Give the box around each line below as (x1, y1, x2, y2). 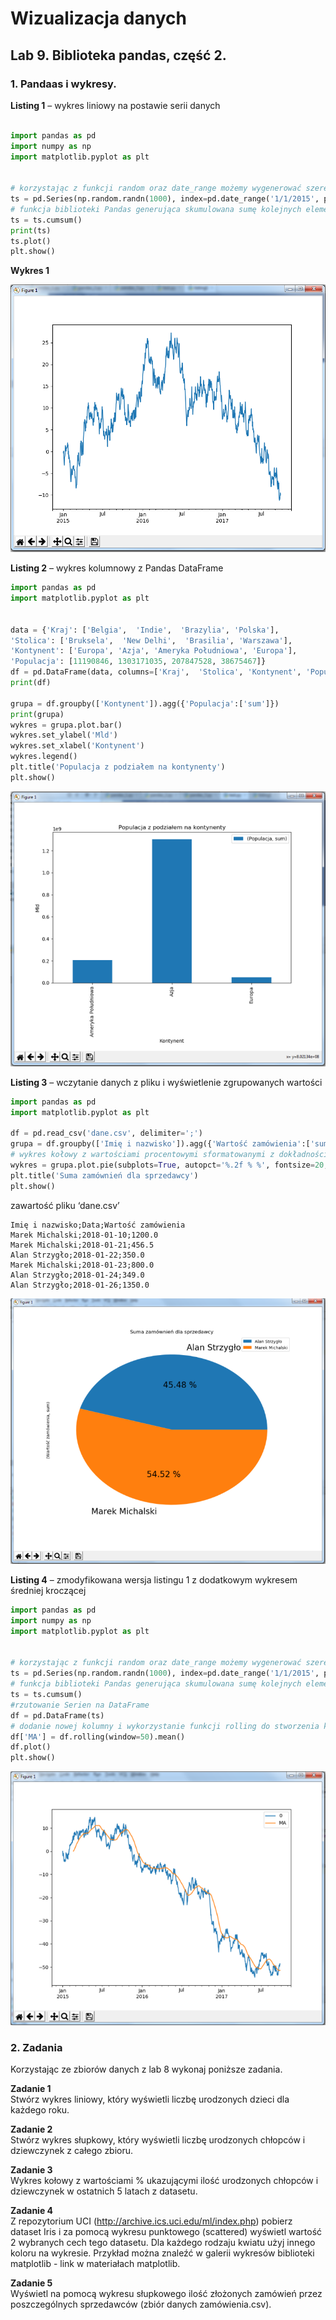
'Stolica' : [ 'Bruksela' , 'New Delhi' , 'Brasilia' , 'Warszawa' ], (10, 635, 293, 646)
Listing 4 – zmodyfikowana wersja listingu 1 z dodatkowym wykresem (10, 1574, 298, 1586)
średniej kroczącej (10, 1585, 87, 1597)
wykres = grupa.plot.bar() (10, 720, 123, 730)
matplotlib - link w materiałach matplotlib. (10, 2258, 181, 2270)
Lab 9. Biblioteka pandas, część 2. (10, 47, 227, 64)
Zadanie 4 (10, 2205, 54, 2217)
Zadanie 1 (10, 2083, 52, 2095)
